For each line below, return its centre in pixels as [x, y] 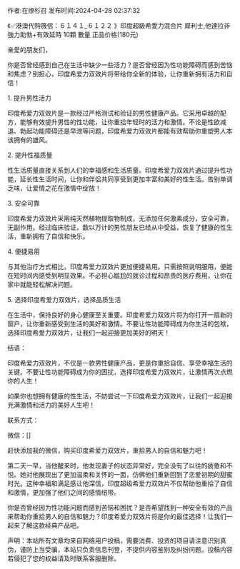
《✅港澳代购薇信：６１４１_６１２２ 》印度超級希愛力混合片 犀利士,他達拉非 [119, 26]
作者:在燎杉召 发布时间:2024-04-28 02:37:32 [74, 10]
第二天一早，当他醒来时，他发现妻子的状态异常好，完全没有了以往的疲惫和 [117, 465]
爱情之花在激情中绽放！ [66, 188]
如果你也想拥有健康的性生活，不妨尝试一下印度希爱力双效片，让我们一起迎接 [120, 396]
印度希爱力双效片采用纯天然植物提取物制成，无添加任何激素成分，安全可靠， [120, 218]
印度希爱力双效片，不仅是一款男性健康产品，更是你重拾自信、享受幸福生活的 [120, 363]
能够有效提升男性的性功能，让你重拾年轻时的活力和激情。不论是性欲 [120, 122]
